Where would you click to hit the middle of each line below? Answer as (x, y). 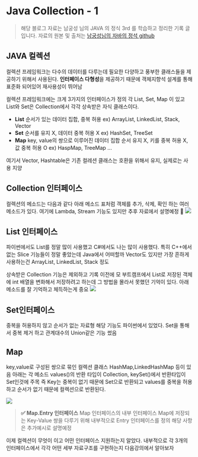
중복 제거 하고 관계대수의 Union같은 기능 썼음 (65, 333)
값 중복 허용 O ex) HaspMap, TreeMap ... (63, 147)
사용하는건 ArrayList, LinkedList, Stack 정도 (58, 262)
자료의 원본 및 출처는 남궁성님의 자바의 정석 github (97, 35)
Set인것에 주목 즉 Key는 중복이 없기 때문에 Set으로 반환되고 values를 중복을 (94, 382)
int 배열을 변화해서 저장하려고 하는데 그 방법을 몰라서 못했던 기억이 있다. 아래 (100, 282)
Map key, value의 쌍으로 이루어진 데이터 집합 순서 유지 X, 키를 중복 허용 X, (101, 140)
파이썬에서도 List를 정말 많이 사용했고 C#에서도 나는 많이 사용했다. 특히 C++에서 (99, 247)
